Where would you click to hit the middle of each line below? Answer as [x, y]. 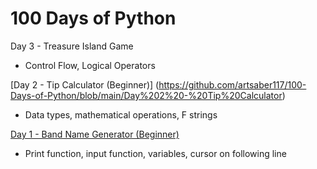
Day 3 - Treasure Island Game [72, 46]
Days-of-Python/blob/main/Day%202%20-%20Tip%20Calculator [146, 95]
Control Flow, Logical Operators [90, 65]
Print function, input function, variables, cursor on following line [155, 153]
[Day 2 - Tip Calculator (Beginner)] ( [85, 84]
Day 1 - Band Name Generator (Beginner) [95, 134]
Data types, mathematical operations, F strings [121, 114]
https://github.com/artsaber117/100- [232, 84]
